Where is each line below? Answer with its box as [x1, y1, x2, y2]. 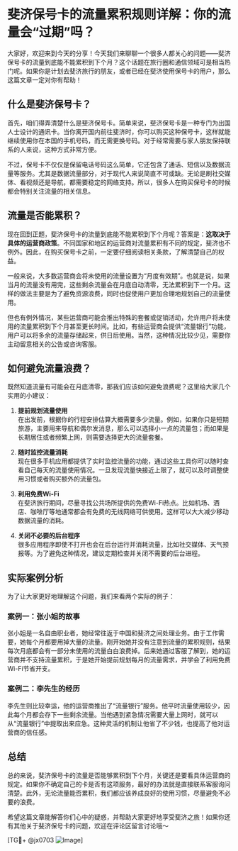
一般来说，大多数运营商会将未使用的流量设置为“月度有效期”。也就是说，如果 [7, 271, 230, 280]
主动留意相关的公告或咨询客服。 [7, 340, 101, 348]
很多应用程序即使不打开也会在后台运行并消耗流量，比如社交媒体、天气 [17, 540, 223, 549]
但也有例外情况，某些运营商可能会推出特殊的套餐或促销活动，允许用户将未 [7, 313, 225, 321]
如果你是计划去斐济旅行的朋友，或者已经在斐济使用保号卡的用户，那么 [25, 67, 231, 75]
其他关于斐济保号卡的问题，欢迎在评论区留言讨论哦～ [13, 821, 169, 830]
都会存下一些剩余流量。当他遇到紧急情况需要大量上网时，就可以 [31, 710, 218, 718]
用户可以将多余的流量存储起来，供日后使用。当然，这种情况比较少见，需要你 [7, 330, 231, 339]
